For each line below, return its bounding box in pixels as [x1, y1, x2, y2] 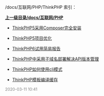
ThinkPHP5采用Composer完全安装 [12, 25, 82, 31]
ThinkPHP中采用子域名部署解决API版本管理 [12, 56, 99, 62]
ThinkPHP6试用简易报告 [12, 46, 61, 51]
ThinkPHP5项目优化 [12, 36, 52, 41]
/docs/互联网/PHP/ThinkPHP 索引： [5, 4, 77, 10]
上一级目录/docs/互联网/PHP [5, 15, 63, 20]
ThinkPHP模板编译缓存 [12, 77, 58, 82]
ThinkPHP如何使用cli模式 [12, 66, 62, 72]
